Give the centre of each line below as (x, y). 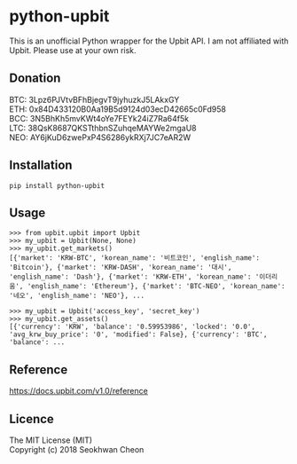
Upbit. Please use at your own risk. (73, 50)
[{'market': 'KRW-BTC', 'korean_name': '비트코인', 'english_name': (134, 258)
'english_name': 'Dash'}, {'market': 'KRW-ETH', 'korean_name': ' (134, 277)
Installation (41, 165)
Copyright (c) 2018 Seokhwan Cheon (77, 449)
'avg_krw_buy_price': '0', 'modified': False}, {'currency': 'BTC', (138, 334)
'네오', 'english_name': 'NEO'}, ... (77, 296)
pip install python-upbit (57, 185)
